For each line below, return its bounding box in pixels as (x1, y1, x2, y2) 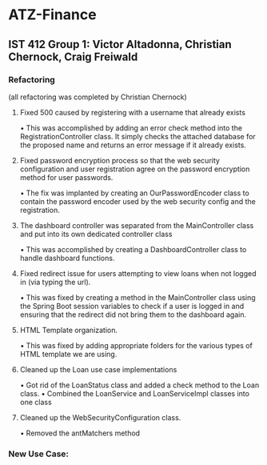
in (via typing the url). (19, 277, 91, 287)
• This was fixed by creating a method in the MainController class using (19, 292, 256, 302)
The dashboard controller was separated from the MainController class (19, 220, 254, 230)
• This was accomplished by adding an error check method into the (19, 122, 242, 133)
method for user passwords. (19, 172, 114, 182)
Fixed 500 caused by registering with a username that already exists (19, 107, 246, 117)
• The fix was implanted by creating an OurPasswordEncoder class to (19, 188, 249, 198)
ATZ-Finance (8, 6, 98, 24)
